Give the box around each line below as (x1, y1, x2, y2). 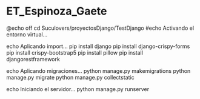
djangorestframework (6, 55, 61, 63)
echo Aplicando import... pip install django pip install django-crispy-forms (6, 43, 190, 50)
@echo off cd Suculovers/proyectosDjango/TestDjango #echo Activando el (6, 24, 195, 32)
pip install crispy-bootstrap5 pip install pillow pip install (6, 49, 144, 56)
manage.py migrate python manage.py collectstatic (6, 73, 135, 81)
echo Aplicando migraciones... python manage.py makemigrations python (6, 67, 191, 74)
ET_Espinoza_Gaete (6, 4, 107, 18)
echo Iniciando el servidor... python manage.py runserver (6, 85, 150, 92)
